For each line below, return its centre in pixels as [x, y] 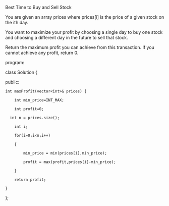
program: [15, 62]
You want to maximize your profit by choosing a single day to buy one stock [84, 32]
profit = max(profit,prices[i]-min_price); [70, 162]
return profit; [30, 180]
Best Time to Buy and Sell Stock [39, 7]
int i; [21, 127]
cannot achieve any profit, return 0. [42, 53]
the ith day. [17, 22]
